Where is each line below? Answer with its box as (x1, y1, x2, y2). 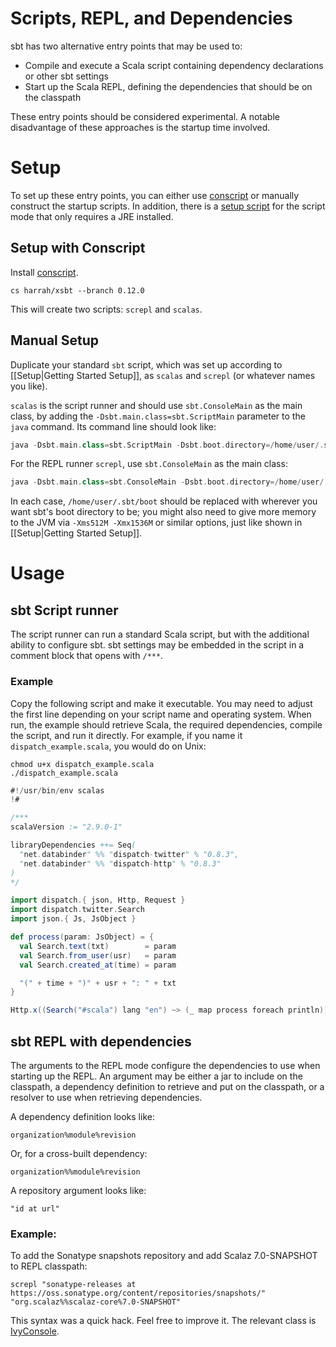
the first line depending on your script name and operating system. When (10, 708, 312, 720)
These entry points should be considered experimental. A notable (10, 110, 280, 122)
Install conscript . (10, 266, 79, 278)
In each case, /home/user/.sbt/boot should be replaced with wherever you (10, 495, 318, 507)
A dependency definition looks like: (10, 1110, 155, 1122)
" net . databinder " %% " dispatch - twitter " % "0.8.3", (19, 849, 240, 859)
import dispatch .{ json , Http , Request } (10, 895, 186, 906)
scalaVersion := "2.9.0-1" (10, 822, 123, 832)
